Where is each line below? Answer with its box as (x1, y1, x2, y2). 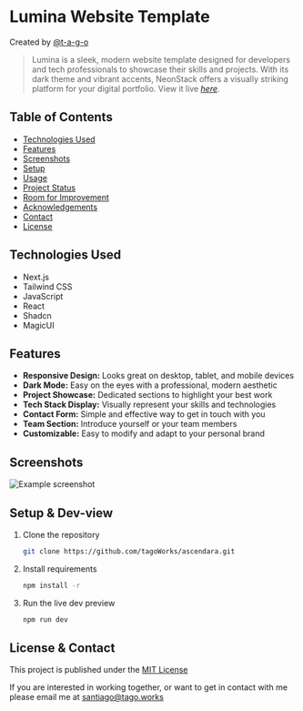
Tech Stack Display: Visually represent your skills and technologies (22, 399, 277, 411)
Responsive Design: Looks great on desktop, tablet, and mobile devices (22, 371, 294, 381)
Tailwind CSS (22, 280, 73, 292)
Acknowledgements (22, 201, 98, 212)
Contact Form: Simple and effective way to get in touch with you (22, 409, 266, 420)
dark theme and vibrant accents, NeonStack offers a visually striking (31, 73, 289, 84)
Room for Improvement (22, 191, 109, 202)
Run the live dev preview (22, 597, 116, 608)
